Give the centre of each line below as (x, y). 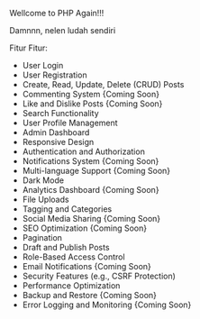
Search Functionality (60, 113)
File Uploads (45, 199)
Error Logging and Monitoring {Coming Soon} (107, 305)
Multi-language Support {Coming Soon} (96, 171)
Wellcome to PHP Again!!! (57, 13)
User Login (43, 65)
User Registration (55, 75)
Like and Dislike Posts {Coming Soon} (92, 104)
